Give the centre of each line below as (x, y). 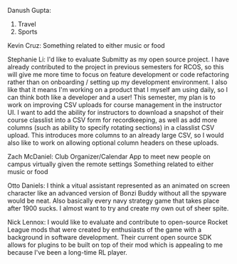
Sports (27, 32)
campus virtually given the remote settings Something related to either (111, 164)
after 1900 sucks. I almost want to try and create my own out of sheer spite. (118, 208)
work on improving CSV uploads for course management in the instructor (115, 105)
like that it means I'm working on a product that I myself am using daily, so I (118, 90)
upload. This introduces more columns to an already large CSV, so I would (116, 135)
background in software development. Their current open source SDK (110, 237)
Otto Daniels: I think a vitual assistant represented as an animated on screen (118, 186)
